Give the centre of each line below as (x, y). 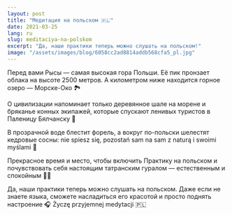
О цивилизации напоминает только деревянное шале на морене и (107, 104)
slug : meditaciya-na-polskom (50, 40)
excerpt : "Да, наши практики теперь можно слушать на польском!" (104, 46)
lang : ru (20, 33)
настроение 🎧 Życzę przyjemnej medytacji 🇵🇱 (77, 204)
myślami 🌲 (22, 147)
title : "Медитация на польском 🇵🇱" (60, 20)
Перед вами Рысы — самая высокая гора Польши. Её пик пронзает (108, 72)
